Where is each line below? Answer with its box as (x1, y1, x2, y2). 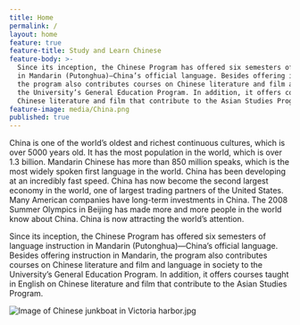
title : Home (9, 13, 54, 22)
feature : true (9, 38, 62, 47)
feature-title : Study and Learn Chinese (9, 47, 162, 56)
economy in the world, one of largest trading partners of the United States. (9, 185, 284, 196)
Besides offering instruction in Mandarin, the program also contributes (9, 250, 268, 261)
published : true (9, 113, 70, 122)
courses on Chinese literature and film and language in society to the (9, 260, 263, 270)
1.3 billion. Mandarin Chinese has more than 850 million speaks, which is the (9, 157, 290, 167)
